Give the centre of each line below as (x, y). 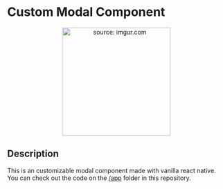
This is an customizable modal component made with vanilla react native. (111, 170)
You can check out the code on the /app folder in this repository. (99, 178)
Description (33, 154)
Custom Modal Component (86, 12)
